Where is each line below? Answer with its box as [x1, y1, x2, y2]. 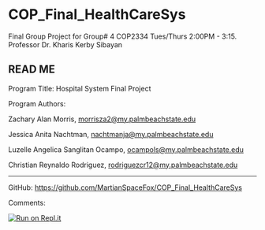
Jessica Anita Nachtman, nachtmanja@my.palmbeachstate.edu [8, 129, 214, 139]
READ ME [8, 63, 55, 76]
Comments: [8, 198, 46, 207]
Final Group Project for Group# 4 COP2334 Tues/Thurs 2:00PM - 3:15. [8, 32, 237, 41]
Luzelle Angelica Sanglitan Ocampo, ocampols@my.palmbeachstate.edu [8, 144, 244, 154]
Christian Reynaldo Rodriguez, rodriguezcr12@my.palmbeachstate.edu [8, 160, 238, 169]
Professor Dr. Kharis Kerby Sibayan [8, 39, 123, 49]
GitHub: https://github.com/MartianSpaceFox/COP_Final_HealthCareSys [8, 183, 243, 192]
